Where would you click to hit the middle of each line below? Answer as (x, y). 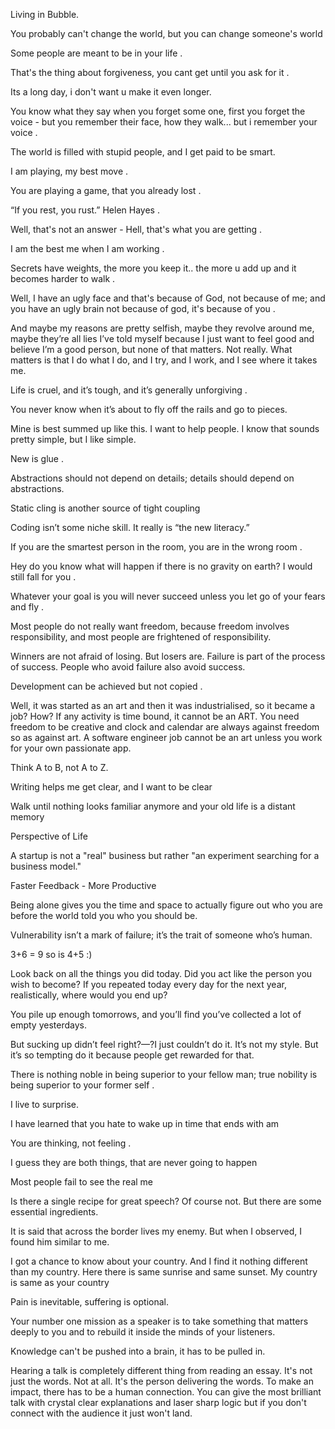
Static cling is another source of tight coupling (105, 508)
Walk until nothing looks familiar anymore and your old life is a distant (153, 806)
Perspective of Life (49, 836)
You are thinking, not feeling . (71, 1143)
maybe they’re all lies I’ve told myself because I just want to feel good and (162, 338)
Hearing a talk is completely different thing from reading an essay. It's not (161, 1370)
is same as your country (60, 1282)
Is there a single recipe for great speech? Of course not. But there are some (166, 1201)
